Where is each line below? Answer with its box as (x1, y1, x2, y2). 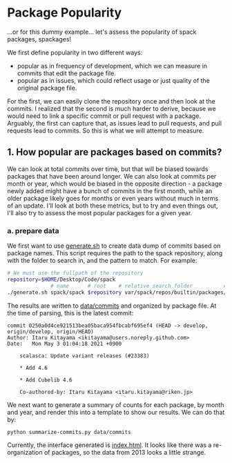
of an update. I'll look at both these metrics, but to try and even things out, (7, 201, 218, 210)
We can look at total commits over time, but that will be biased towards (7, 164, 209, 173)
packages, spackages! (7, 35, 71, 43)
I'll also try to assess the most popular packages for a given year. (7, 208, 193, 217)
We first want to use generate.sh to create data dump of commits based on (7, 242, 221, 250)
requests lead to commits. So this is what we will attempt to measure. (7, 126, 204, 135)
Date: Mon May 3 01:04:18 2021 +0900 (7, 340, 122, 347)
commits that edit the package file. (17, 69, 116, 77)
